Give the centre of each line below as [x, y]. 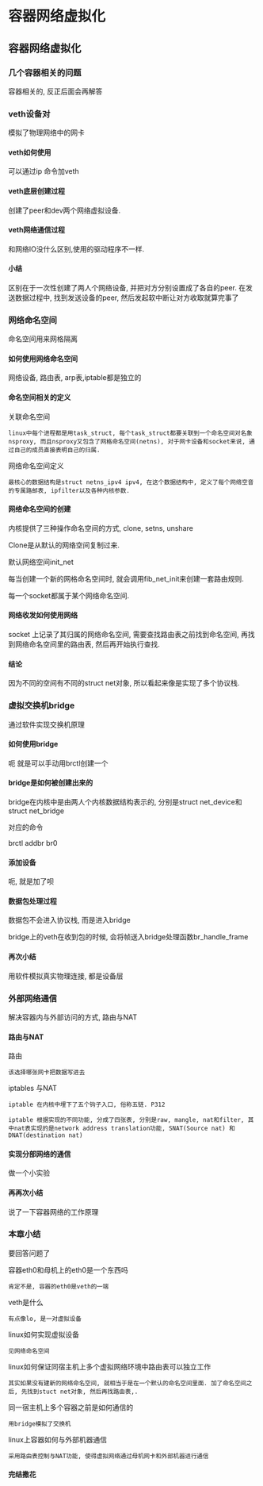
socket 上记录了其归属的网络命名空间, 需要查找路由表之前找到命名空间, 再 [128, 635]
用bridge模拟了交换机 [40, 1424]
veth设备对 [29, 113]
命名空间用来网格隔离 [43, 339]
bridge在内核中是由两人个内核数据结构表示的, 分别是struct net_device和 [125, 802]
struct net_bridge [36, 811]
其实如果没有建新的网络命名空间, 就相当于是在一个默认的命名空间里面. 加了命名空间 [128, 1383]
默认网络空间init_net [41, 562]
